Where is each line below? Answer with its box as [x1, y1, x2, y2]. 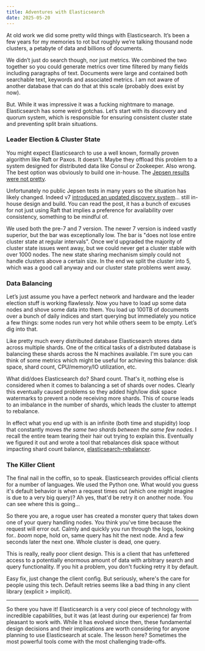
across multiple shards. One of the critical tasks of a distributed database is [6, 344, 196, 351]
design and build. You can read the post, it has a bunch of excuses [23, 200, 191, 207]
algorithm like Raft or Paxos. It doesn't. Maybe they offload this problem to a [6, 155, 198, 163]
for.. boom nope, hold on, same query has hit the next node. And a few [6, 532, 184, 539]
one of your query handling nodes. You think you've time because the [6, 519, 182, 526]
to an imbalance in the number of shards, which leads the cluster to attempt [6, 401, 196, 408]
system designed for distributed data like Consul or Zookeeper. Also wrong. [6, 162, 196, 169]
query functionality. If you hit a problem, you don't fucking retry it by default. [6, 563, 199, 570]
